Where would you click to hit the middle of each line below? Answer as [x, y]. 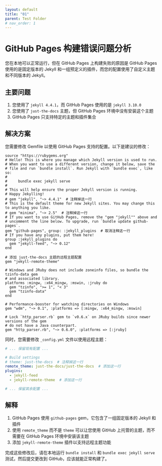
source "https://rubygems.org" [37, 156]
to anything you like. [28, 207]
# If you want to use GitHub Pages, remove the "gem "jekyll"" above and [81, 217]
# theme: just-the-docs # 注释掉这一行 [44, 362]
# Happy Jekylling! [25, 194]
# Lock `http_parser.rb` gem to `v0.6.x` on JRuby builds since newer [78, 317]
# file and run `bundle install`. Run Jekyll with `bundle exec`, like [79, 168]
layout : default [21, 9]
